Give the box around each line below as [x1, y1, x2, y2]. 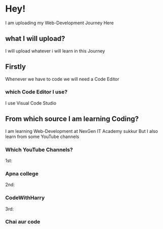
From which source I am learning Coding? [5, 115, 139, 123]
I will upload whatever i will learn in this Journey [5, 48, 105, 54]
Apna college [5, 170, 39, 177]
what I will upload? [5, 34, 65, 43]
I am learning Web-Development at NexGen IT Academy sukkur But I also [5, 128, 158, 134]
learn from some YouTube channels [5, 133, 79, 140]
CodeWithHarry [5, 194, 45, 201]
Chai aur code [5, 218, 40, 225]
